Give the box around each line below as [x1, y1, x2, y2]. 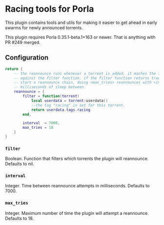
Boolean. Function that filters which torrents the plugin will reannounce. [5, 156, 149, 162]
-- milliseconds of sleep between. [14, 84, 86, 90]
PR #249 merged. [5, 39, 41, 45]
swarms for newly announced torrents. [5, 24, 83, 30]
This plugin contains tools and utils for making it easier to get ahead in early [5, 20, 158, 25]
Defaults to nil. [5, 161, 34, 167]
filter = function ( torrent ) [22, 94, 80, 99]
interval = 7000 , [22, 121, 60, 125]
